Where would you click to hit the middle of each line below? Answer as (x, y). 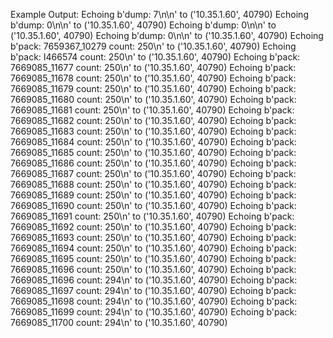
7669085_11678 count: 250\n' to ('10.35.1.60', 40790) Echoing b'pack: (153, 78)
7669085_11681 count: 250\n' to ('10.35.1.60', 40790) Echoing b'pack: (152, 110)
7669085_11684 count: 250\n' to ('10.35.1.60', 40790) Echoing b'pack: (153, 142)
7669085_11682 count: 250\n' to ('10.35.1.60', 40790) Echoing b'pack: (153, 120)
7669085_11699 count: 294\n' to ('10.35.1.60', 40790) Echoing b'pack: (154, 312)
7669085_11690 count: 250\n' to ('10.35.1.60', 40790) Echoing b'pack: (153, 205)
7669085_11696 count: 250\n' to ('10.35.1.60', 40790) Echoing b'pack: (153, 269)
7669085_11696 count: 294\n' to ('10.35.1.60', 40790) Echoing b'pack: (154, 280)
